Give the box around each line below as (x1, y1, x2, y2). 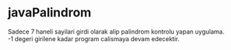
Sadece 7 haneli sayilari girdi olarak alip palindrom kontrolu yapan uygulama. (8, 27, 225, 36)
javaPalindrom (8, 5, 91, 21)
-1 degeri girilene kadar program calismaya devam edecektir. (8, 34, 180, 42)
